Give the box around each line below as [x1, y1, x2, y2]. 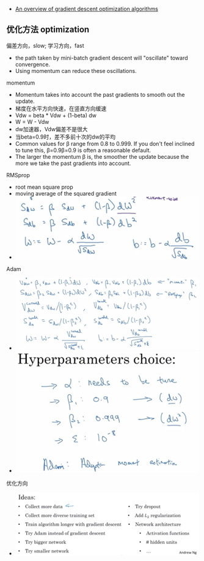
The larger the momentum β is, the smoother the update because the [15, 153, 189, 160]
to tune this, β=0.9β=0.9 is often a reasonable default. [15, 147, 151, 154]
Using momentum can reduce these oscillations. [15, 67, 137, 74]
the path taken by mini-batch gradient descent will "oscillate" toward [15, 54, 188, 61]
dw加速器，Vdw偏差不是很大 [15, 125, 88, 132]
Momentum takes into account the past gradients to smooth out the [15, 91, 185, 98]
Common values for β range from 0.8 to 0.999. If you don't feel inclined [15, 140, 195, 147]
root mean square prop [15, 183, 73, 191]
